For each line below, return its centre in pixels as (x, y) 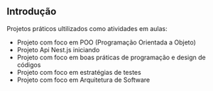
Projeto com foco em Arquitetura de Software (83, 80)
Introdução (32, 12)
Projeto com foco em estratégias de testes (79, 72)
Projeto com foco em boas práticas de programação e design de (111, 57)
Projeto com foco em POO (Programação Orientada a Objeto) (106, 42)
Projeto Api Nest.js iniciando (58, 49)
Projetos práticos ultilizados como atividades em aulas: (87, 28)
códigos (29, 65)
